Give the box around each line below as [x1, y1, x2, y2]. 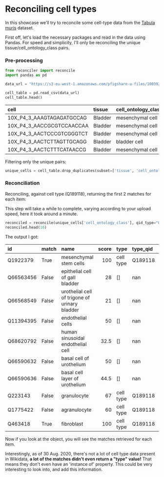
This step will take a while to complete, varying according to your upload [5, 205, 151, 211]
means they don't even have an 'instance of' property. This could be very [5, 461, 153, 467]
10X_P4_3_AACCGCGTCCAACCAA [7, 122, 89, 129]
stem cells [61, 260, 85, 267]
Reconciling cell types [5, 3, 97, 15]
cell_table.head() [5, 95, 42, 100]
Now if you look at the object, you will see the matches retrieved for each [5, 436, 152, 442]
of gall [61, 274, 76, 280]
